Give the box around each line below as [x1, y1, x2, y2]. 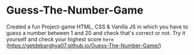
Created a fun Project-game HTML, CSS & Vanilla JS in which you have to [6, 23, 189, 30]
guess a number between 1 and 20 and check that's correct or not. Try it [6, 29, 186, 36]
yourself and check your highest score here [6, 35, 114, 43]
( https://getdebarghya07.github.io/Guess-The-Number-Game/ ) [6, 42, 162, 49]
